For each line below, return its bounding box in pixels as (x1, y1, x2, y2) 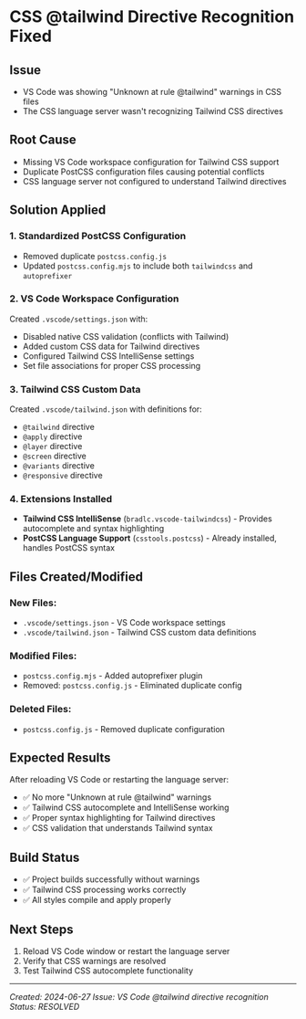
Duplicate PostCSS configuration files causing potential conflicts (22, 166, 266, 177)
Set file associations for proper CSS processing (22, 360, 201, 371)
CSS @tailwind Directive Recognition (9, 6, 295, 27)
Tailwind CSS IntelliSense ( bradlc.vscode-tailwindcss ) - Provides (22, 513, 273, 524)
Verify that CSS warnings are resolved (22, 956, 167, 967)
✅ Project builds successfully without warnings (22, 874, 200, 885)
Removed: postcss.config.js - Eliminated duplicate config (22, 680, 243, 691)
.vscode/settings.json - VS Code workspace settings (22, 617, 226, 628)
